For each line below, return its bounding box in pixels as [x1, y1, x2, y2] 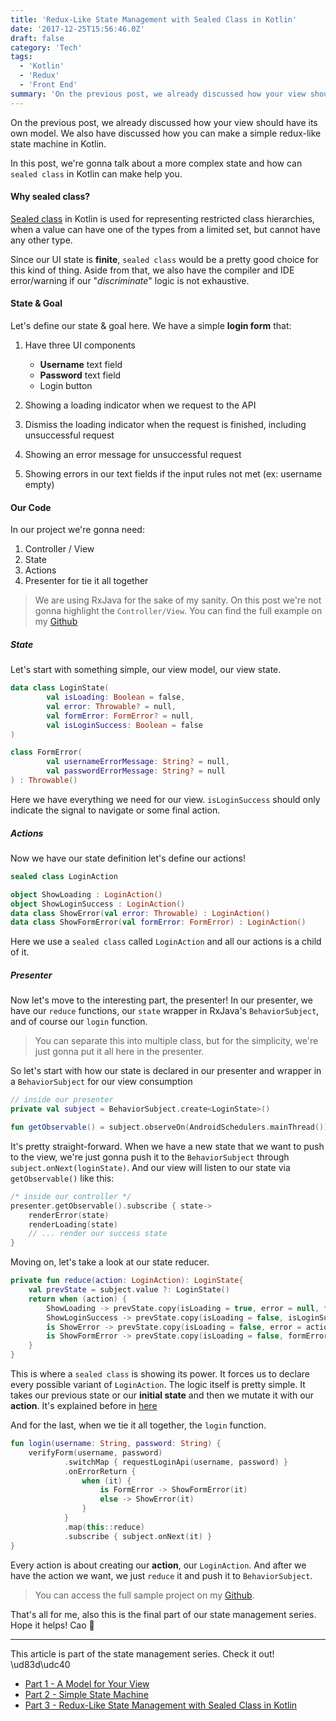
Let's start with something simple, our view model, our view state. [10, 664, 282, 676]
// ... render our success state [28, 1229, 168, 1239]
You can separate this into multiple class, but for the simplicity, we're [34, 1035, 319, 1047]
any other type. [10, 234, 73, 246]
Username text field [39, 359, 123, 371]
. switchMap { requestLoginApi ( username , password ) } [63, 1457, 288, 1467]
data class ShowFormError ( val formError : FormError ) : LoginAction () [10, 917, 307, 928]
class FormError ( [10, 747, 83, 758]
